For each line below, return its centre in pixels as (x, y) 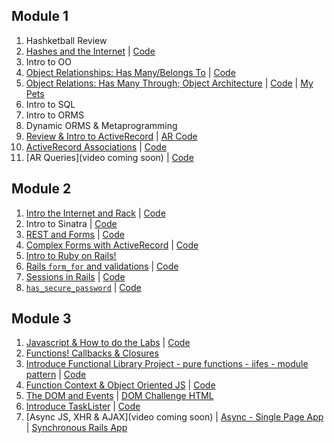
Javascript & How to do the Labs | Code (108, 343)
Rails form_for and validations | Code (102, 266)
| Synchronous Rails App (76, 428)
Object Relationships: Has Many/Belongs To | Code (130, 72)
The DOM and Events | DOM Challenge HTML (119, 396)
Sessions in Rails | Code (75, 276)
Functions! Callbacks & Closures (92, 353)
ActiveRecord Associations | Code (96, 146)
